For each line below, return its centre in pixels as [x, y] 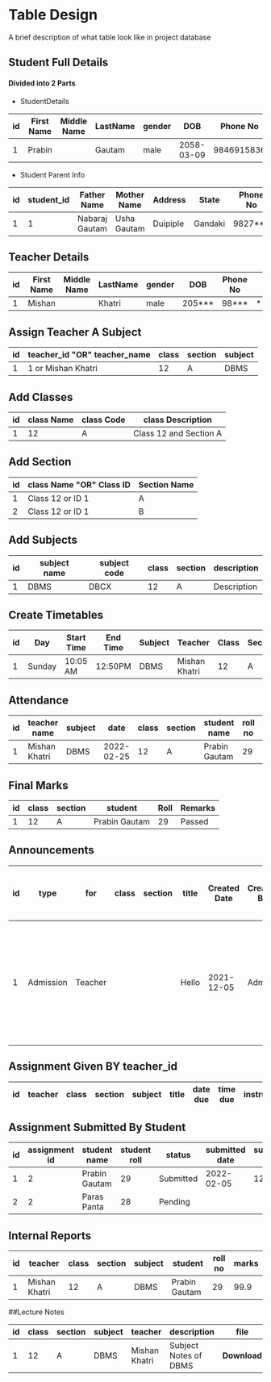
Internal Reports [50, 1236]
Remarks [198, 808]
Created [224, 887]
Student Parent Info [52, 174]
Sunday [42, 666]
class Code [104, 420]
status [178, 1155]
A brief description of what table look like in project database [110, 37]
